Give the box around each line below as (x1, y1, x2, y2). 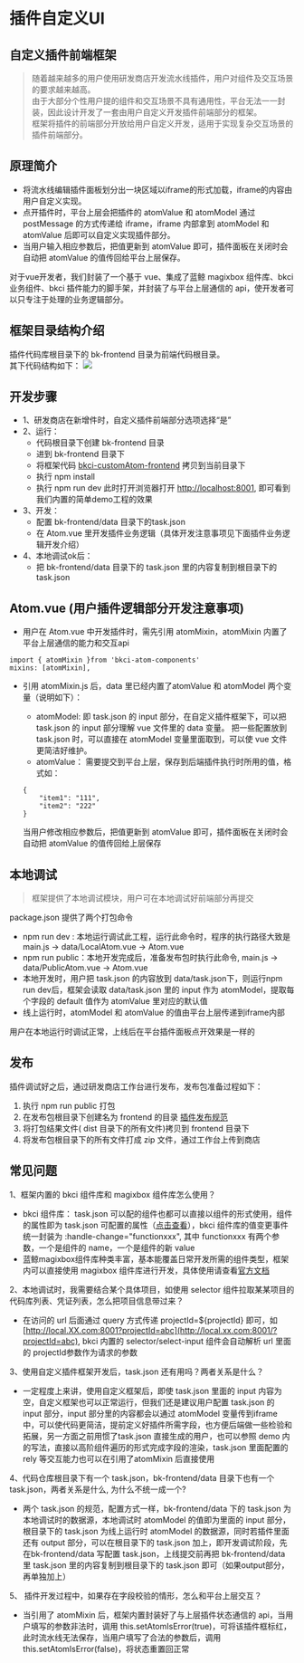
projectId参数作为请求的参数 (33, 1346, 138, 1358)
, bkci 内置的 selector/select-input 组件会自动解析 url (78, 1335, 274, 1346)
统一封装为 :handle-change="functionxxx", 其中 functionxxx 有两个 (22, 1230, 272, 1241)
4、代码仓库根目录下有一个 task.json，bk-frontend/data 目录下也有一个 (9, 1472, 275, 1483)
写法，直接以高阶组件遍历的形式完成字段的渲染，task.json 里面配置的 (30, 1441, 289, 1453)
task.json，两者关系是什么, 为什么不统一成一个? (9, 1484, 187, 1495)
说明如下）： (38, 692, 83, 702)
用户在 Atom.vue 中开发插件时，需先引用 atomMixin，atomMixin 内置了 (22, 626, 288, 637)
